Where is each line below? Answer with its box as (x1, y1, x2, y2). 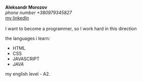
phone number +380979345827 (5, 10, 72, 16)
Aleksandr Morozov (5, 5, 47, 10)
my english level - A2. (5, 71, 50, 77)
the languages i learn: (5, 35, 50, 41)
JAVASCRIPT (12, 56, 40, 62)
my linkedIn (5, 15, 29, 21)
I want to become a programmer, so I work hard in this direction (5, 26, 137, 32)
